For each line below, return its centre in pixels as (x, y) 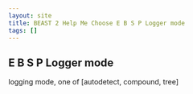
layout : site (30, 16)
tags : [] (23, 30)
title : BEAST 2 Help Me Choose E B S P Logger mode (96, 23)
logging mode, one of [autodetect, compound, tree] (94, 82)
